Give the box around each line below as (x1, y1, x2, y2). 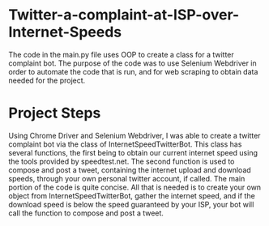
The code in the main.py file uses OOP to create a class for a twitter (8, 49, 235, 59)
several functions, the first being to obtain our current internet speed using (8, 147, 258, 157)
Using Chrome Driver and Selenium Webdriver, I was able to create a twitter (8, 130, 261, 140)
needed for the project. (8, 75, 86, 85)
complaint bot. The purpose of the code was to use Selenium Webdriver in (8, 58, 257, 68)
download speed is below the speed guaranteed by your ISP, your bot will (8, 199, 254, 209)
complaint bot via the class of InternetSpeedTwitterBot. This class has (8, 139, 242, 149)
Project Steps (8, 104, 101, 122)
